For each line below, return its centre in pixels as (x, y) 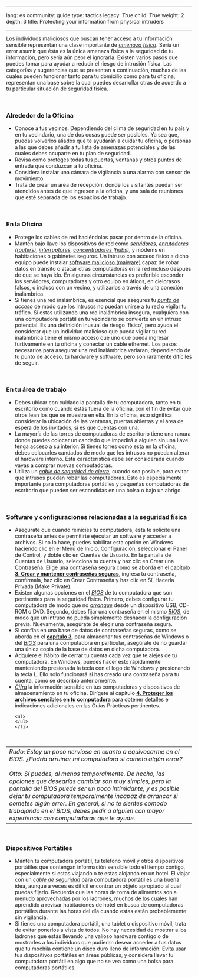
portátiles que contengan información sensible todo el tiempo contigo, (100, 867)
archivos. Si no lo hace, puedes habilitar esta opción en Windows (94, 543)
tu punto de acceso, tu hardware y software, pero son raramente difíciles (103, 356)
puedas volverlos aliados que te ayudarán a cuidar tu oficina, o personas (103, 141)
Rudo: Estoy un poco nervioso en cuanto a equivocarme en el (94, 752)
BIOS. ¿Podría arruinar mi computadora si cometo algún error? (96, 759)
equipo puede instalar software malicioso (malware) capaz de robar (97, 262)
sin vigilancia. (31, 917)
